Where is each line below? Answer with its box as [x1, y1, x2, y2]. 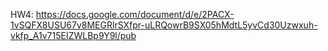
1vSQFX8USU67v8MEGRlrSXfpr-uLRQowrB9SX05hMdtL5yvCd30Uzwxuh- [10, 19, 318, 31]
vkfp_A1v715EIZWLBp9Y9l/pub [10, 30, 137, 41]
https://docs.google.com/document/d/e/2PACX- [35, 9, 235, 20]
